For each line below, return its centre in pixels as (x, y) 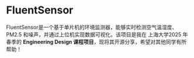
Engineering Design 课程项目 (58, 42)
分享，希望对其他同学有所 (155, 42)
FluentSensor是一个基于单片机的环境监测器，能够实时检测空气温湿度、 (92, 27)
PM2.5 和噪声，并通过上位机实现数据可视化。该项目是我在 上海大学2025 (94, 34)
